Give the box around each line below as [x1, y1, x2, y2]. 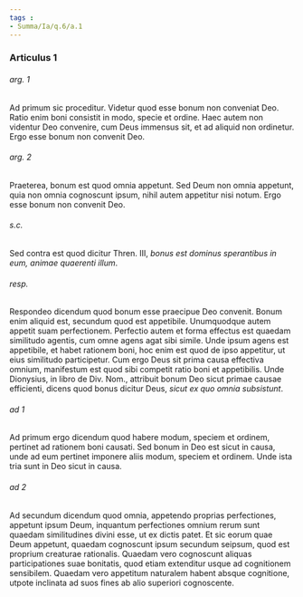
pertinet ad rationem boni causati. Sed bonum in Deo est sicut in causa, [9, 441, 276, 453]
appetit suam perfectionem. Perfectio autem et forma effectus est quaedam [9, 325, 291, 336]
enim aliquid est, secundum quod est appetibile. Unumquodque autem [9, 316, 271, 327]
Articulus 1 [9, 52, 58, 64]
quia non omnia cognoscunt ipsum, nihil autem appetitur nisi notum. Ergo [9, 189, 282, 200]
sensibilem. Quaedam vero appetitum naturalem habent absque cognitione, [9, 567, 290, 578]
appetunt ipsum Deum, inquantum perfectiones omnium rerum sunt [9, 519, 260, 530]
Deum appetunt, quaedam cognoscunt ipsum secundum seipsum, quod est [9, 538, 290, 549]
